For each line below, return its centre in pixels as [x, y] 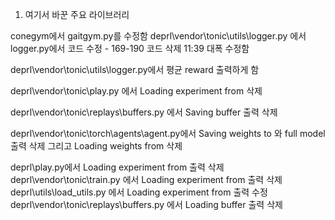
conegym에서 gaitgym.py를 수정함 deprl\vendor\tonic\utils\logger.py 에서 [158, 36]
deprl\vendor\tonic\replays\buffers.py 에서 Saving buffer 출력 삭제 [144, 112]
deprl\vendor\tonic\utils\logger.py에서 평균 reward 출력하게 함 [135, 69]
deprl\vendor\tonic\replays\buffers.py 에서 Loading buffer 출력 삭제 [146, 204]
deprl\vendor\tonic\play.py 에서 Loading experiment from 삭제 [136, 91]
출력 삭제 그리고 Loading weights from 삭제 [96, 146]
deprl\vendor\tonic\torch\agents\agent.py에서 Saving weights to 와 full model [168, 133]
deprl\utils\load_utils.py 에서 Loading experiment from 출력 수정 [139, 192]
